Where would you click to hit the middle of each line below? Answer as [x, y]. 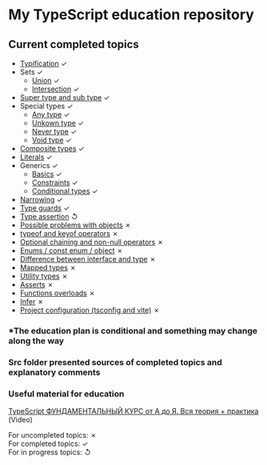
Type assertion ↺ [49, 216]
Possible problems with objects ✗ [76, 225]
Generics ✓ [39, 165]
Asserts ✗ [37, 285]
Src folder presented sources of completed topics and [115, 362]
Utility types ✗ [44, 276]
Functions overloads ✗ [58, 293]
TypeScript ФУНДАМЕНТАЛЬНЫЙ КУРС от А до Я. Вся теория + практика [133, 411]
